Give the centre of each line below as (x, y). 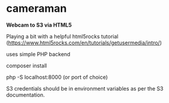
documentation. (26, 95)
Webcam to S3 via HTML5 (39, 25)
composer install (27, 65)
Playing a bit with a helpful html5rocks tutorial (62, 36)
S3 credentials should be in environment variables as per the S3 (85, 88)
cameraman (36, 9)
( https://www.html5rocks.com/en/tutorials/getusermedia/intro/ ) (84, 43)
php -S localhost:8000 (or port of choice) (57, 77)
